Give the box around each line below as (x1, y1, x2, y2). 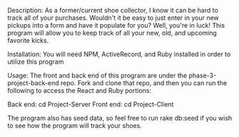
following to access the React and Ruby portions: (7, 87, 152, 94)
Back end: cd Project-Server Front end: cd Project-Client (7, 100, 174, 109)
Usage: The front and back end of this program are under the (7, 71, 188, 80)
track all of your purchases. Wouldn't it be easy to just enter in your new (7, 13, 219, 22)
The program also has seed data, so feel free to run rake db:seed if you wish (7, 114, 233, 122)
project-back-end (7, 79, 59, 87)
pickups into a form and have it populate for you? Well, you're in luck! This (7, 21, 225, 29)
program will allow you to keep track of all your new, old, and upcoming (7, 28, 218, 37)
